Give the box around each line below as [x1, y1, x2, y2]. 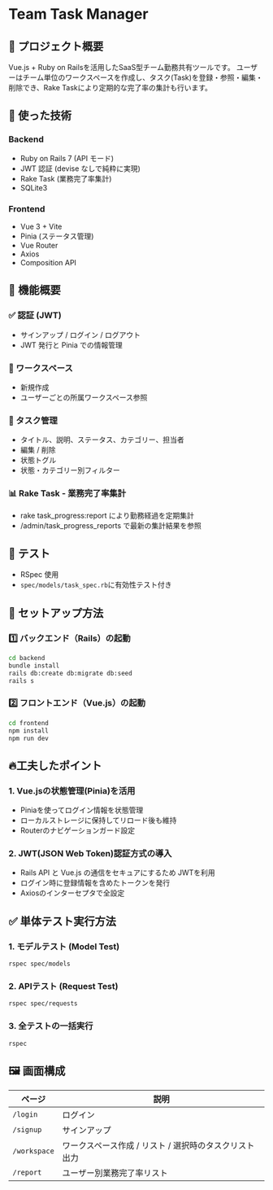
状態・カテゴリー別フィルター [19, 466, 120, 475]
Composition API [19, 257, 77, 267]
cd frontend [8, 719, 49, 727]
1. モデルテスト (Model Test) [8, 941, 120, 952]
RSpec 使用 [19, 570, 59, 580]
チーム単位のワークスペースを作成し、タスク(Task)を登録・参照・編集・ [22, 72, 263, 82]
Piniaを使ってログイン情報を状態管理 [19, 805, 144, 815]
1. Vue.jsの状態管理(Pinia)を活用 [8, 785, 136, 796]
